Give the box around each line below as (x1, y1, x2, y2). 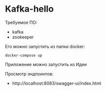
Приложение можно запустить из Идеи (5, 61, 87, 67)
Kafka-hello (5, 3, 54, 15)
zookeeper (12, 34, 34, 40)
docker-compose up (5, 53, 42, 58)
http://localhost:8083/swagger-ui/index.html (12, 80, 101, 86)
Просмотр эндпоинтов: (5, 71, 53, 76)
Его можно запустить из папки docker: (5, 43, 85, 49)
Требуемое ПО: (5, 19, 37, 25)
